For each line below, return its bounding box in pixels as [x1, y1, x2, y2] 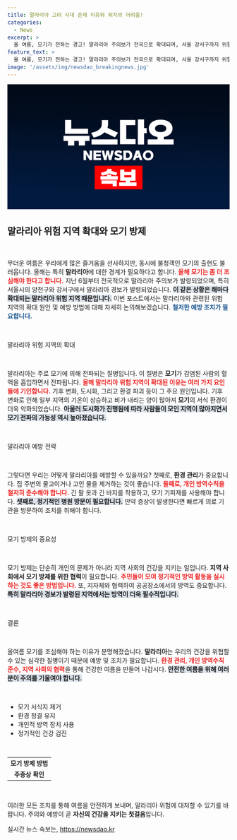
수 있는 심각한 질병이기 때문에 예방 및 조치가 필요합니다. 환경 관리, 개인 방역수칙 [7, 656, 224, 665]
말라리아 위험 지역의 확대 [7, 341, 75, 349]
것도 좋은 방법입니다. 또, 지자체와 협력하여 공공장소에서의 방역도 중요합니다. [20, 581, 227, 590]
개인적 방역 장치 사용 [17, 721, 75, 729]
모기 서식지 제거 [17, 703, 61, 711]
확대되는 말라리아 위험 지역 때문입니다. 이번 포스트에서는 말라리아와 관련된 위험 [7, 294, 224, 303]
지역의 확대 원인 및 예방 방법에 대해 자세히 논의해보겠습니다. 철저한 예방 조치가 [7, 303, 221, 312]
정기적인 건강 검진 [17, 729, 67, 738]
